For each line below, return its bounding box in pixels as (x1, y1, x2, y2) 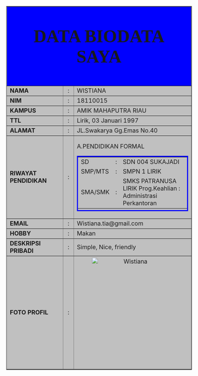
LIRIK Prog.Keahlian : (123, 184, 181, 192)
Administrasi (123, 192, 157, 200)
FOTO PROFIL (9, 308, 49, 316)
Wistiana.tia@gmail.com (77, 220, 144, 227)
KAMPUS (9, 106, 37, 115)
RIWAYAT (9, 169, 37, 177)
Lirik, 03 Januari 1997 (77, 116, 139, 125)
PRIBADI (9, 247, 34, 254)
